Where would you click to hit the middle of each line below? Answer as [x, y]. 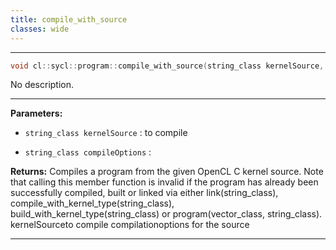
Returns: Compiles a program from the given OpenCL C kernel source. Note [167, 172]
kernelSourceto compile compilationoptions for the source [130, 225]
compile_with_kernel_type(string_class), [92, 203]
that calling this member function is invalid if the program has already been [164, 182]
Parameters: [36, 113]
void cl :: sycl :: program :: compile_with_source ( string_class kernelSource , [167, 66]
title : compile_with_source [69, 19]
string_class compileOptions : [88, 152]
